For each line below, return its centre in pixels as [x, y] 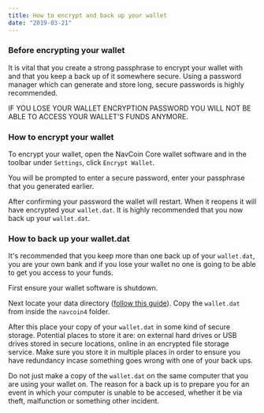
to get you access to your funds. [61, 272]
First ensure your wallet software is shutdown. [83, 288]
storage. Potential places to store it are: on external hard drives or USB [123, 336]
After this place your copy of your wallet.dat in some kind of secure [119, 327]
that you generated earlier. [51, 186]
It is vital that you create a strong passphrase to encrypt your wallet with [125, 67]
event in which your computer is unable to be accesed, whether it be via [125, 392]
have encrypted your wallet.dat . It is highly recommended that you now [126, 210]
